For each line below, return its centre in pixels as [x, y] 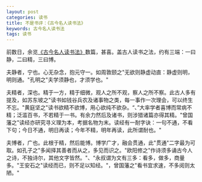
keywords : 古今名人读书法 [35, 29]
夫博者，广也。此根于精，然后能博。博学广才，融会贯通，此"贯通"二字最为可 [101, 143]
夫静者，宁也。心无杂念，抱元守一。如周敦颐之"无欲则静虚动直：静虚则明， [100, 72]
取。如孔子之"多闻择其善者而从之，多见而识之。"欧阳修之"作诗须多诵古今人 [99, 150]
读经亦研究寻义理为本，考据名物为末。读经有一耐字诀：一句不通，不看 [106, 123]
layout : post [23, 12]
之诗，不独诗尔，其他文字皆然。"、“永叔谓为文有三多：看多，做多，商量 [96, 158]
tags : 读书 [19, 34]
